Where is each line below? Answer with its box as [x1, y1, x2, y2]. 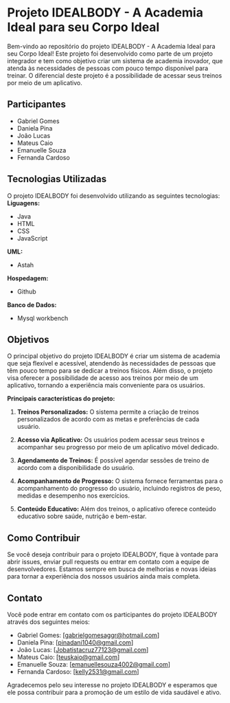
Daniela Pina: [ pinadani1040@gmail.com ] [16, 638, 134, 647]
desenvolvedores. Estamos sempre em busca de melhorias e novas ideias [7, 565, 216, 573]
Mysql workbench [16, 314, 69, 322]
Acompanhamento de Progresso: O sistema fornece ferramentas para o [16, 477, 223, 485]
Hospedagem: [7, 274, 49, 282]
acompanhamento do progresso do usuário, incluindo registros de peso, [16, 484, 222, 493]
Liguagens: [7, 199, 40, 207]
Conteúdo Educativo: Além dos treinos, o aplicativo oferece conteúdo [16, 505, 216, 513]
